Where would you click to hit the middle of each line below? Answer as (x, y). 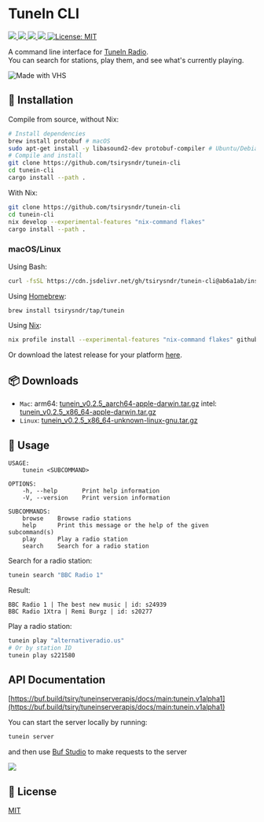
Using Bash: (27, 266)
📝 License (33, 792)
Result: (19, 590)
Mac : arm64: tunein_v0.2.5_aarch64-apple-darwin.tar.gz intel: (118, 404)
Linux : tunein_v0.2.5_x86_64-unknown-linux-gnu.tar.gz (108, 420)
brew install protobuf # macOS (59, 141)
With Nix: (23, 192)
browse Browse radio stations (77, 518)
